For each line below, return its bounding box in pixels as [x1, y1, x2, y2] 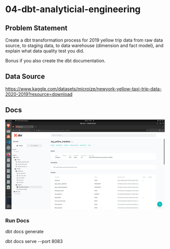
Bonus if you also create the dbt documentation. [5, 58, 106, 64]
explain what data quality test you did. [5, 48, 84, 54]
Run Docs [5, 217, 29, 224]
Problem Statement [5, 24, 68, 32]
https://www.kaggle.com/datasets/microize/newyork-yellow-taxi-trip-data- [5, 86, 162, 92]
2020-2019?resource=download [5, 91, 73, 97]
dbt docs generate [5, 229, 44, 235]
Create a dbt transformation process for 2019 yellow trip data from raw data [5, 37, 163, 43]
